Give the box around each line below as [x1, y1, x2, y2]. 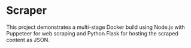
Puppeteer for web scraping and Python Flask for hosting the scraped [6, 29, 178, 37]
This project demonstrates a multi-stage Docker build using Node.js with [6, 23, 186, 31]
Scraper [6, 4, 47, 17]
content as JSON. [6, 36, 50, 43]
